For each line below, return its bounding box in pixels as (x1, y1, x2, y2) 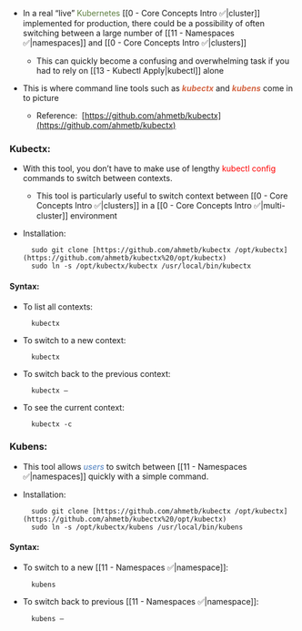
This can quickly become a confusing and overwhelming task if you (35, 56, 289, 66)
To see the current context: (22, 402, 125, 412)
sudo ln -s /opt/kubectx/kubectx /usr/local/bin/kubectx (31, 261, 252, 271)
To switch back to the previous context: (22, 368, 171, 379)
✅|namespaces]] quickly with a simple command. (22, 471, 209, 482)
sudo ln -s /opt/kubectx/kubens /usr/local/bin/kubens (31, 523, 244, 532)
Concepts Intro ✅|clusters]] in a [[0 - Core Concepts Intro (35, 200, 252, 211)
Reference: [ (35, 110, 86, 121)
